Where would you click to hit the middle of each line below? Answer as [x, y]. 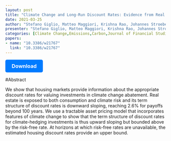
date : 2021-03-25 [24, 19]
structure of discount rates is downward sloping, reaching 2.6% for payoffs [84, 105]
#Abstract [16, 79]
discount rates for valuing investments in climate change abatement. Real [82, 95]
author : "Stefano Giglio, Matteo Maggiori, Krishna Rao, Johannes [77, 24]
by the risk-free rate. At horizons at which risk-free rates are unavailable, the [85, 127]
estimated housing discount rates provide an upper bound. [67, 132]
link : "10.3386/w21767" [35, 48]
